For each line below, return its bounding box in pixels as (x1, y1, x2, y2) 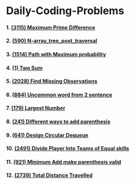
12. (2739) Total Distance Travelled (6, 172, 93, 179)
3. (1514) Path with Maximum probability (6, 51, 107, 58)
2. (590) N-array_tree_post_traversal (6, 37, 97, 45)
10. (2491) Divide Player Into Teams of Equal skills (6, 145, 129, 152)
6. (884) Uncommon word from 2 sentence (6, 91, 113, 98)
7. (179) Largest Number (6, 105, 66, 112)
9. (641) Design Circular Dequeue (6, 131, 89, 139)
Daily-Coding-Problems (6, 4, 124, 18)
